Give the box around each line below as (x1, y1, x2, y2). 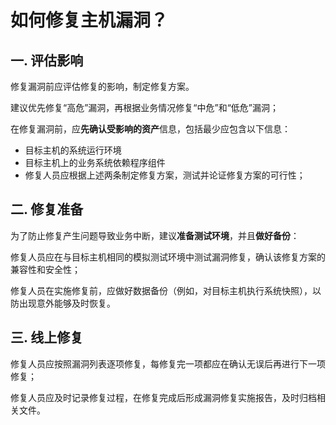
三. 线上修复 (10, 329, 84, 346)
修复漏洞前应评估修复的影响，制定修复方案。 (10, 81, 195, 92)
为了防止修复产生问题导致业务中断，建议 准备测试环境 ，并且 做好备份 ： (10, 229, 300, 241)
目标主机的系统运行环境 (24, 144, 122, 156)
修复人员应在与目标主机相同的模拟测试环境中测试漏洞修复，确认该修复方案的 (10, 251, 326, 263)
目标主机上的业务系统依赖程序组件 (24, 157, 166, 168)
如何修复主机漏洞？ (10, 9, 169, 32)
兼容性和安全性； (10, 263, 81, 275)
